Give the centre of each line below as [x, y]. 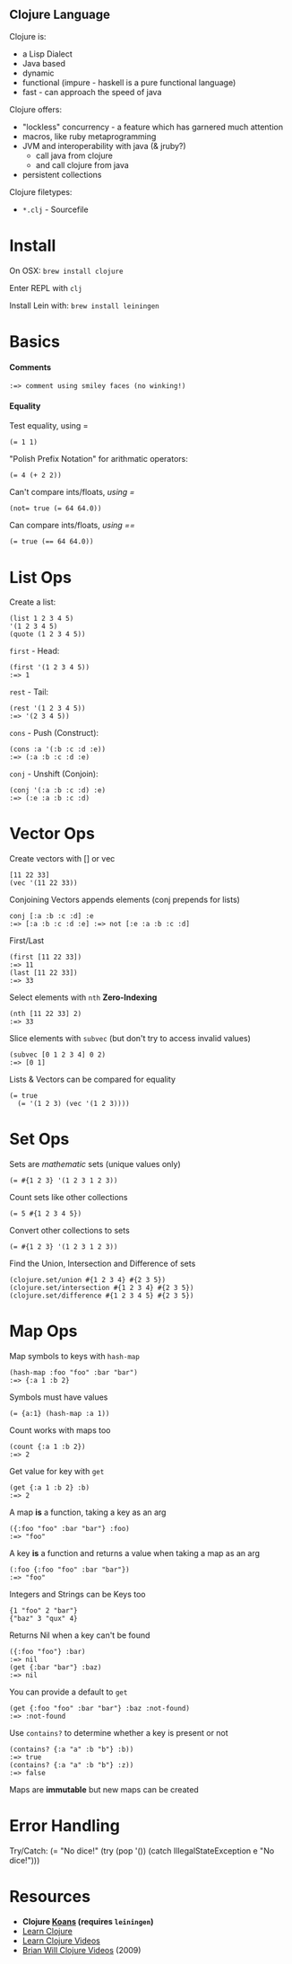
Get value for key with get [57, 1472]
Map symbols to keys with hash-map [75, 1357]
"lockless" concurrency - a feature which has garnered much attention [153, 127]
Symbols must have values [59, 1397]
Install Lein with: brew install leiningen [84, 305]
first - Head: [34, 651]
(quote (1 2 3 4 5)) [48, 634]
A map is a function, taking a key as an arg [88, 1512]
